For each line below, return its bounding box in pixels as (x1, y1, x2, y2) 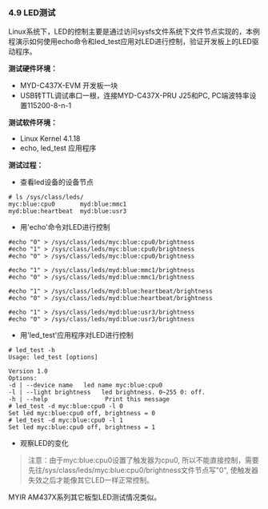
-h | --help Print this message (8, 395, 170, 403)
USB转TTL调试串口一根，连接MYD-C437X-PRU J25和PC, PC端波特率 (19, 90, 250, 101)
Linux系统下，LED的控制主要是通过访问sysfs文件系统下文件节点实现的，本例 (8, 26, 260, 37)
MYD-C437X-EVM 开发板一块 (19, 81, 118, 90)
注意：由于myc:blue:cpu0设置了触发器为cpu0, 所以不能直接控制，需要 (27, 455, 259, 465)
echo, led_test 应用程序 (19, 143, 97, 153)
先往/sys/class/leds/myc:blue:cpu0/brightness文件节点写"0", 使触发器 (27, 466, 258, 475)
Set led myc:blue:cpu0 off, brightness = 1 (8, 423, 156, 431)
